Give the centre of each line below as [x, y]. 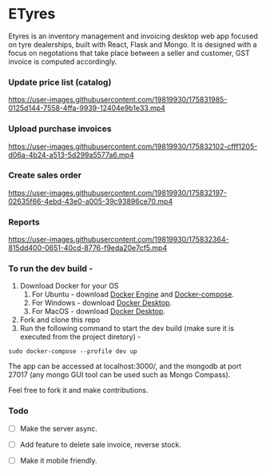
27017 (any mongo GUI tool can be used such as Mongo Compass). [119, 375]
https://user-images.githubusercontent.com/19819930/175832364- [119, 240]
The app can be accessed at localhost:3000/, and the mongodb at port [125, 366]
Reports [24, 222]
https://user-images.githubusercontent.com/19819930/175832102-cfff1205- [133, 146]
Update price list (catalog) [60, 82]
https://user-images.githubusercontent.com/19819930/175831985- [118, 100]
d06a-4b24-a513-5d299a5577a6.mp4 [71, 155]
